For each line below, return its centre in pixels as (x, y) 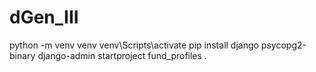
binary (22, 55)
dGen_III (44, 17)
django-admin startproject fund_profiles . (122, 55)
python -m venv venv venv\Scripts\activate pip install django (134, 45)
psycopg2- (283, 45)
